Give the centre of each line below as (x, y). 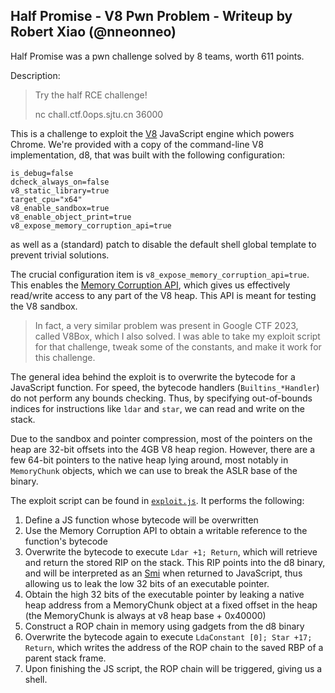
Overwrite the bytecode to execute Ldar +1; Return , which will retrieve (171, 551)
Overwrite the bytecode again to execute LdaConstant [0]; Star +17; (168, 636)
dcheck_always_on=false (60, 182)
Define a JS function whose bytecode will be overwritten (141, 520)
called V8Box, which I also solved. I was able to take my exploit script (177, 336)
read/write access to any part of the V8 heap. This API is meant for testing (163, 295)
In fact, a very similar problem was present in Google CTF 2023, (166, 325)
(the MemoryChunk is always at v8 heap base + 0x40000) (145, 615)
